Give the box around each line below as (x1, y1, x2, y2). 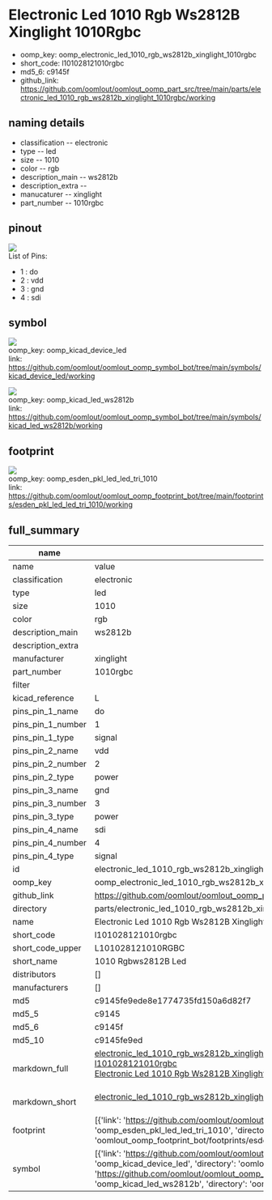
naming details (8, 116, 85, 130)
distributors (12, 969, 57, 980)
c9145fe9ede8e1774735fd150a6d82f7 (94, 995, 252, 1006)
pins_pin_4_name (12, 824, 79, 835)
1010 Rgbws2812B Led (94, 955, 187, 967)
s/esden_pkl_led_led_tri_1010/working (8, 500, 134, 509)
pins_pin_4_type (12, 850, 74, 862)
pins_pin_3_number (12, 798, 87, 809)
